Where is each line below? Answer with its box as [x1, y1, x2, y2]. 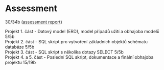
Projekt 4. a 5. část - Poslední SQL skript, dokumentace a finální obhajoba [5, 54, 154, 60]
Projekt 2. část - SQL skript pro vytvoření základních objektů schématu [5, 38, 148, 44]
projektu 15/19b [5, 59, 36, 65]
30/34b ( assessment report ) [5, 19, 62, 25]
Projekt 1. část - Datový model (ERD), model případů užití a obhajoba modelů [5, 28, 160, 34]
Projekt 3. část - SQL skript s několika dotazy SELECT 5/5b [5, 49, 124, 55]
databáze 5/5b [5, 44, 35, 50]
